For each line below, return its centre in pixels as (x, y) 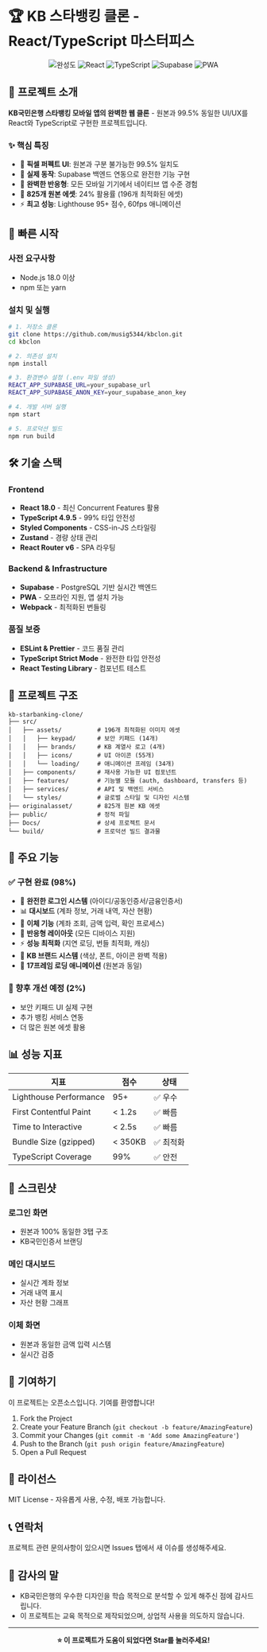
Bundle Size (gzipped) (54, 1142)
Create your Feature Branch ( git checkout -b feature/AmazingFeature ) (136, 1427)
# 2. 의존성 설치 (33, 356)
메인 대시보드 (32, 1264)
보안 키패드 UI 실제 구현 (56, 1007)
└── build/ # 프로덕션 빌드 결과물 (85, 831)
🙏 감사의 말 (34, 1575)
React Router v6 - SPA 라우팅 (68, 548)
